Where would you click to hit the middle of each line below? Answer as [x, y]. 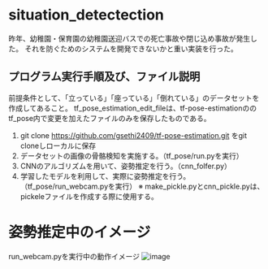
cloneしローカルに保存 [58, 145]
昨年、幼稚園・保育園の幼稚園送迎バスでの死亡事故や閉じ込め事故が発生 [129, 38]
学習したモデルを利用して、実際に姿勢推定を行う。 [105, 176]
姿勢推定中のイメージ [80, 232]
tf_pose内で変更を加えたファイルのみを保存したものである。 [110, 118]
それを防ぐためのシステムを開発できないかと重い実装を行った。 [131, 48]
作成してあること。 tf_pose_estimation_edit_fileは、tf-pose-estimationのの [133, 108]
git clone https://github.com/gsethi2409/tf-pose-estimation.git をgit [134, 135]
